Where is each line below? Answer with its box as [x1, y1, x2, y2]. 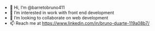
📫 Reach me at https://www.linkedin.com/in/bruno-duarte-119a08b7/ [9, 20, 150, 26]
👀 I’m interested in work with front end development [9, 10, 114, 15]
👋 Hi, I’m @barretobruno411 [9, 5, 65, 10]
